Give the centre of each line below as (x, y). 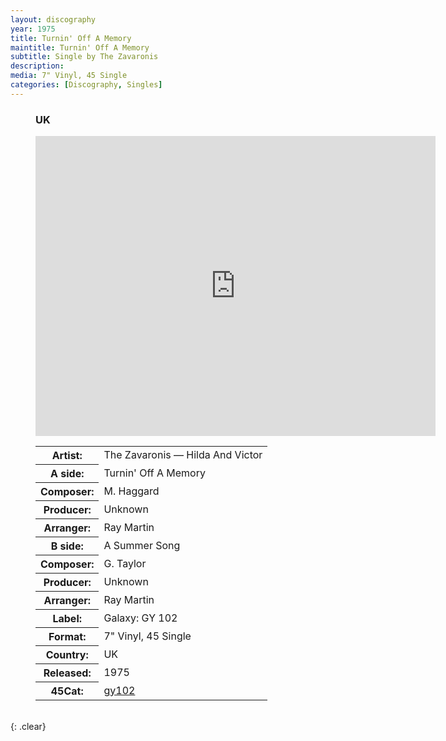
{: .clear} (28, 727)
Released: (67, 673)
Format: (67, 637)
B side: (67, 546)
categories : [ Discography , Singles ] (86, 85)
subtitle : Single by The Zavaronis (84, 57)
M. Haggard (131, 491)
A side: (67, 474)
